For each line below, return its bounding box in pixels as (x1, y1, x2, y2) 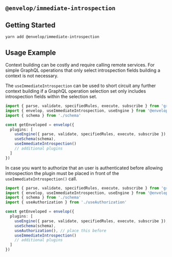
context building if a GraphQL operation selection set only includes (5, 88, 146, 94)
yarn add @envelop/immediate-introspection (5, 34, 100, 39)
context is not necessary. (5, 73, 59, 79)
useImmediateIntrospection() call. (5, 176, 78, 182)
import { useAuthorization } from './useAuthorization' (5, 200, 127, 205)
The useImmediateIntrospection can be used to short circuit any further (5, 82, 156, 89)
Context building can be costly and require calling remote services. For (5, 62, 155, 68)
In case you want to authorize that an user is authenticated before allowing (5, 164, 163, 171)
